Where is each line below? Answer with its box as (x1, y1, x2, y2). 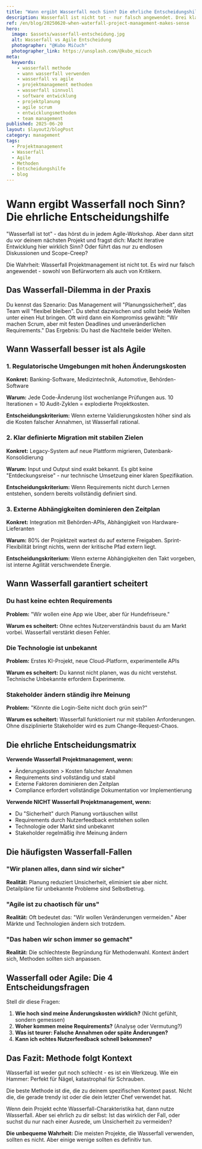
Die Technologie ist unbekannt (6, 644, 97, 652)
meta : (6, 54, 20, 60)
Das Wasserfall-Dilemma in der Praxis (6, 285, 151, 296)
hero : (6, 25, 20, 32)
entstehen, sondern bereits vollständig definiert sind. (6, 490, 137, 497)
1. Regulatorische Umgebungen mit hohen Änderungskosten (6, 362, 186, 371)
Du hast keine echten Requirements (6, 597, 112, 605)
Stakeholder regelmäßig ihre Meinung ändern (14, 829, 127, 837)
